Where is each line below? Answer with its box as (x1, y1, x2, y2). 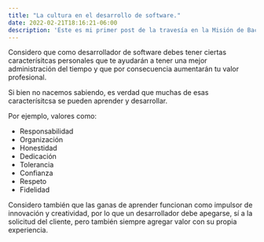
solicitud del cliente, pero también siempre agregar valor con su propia (8, 217, 237, 226)
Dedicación (19, 152, 57, 161)
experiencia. (8, 225, 49, 235)
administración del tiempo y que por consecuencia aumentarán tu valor (8, 64, 240, 74)
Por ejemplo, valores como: (8, 112, 97, 121)
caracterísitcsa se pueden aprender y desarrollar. (8, 96, 168, 106)
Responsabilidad (19, 126, 74, 136)
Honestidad (19, 143, 57, 153)
